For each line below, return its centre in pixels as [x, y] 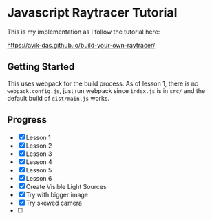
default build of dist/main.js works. [59, 98]
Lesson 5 [39, 170]
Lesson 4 [39, 162]
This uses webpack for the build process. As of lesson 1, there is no [103, 83]
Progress [27, 120]
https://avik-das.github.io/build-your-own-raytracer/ [81, 45]
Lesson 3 [39, 154]
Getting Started [41, 67]
